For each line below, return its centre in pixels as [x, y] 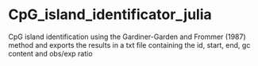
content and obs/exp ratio [50, 53]
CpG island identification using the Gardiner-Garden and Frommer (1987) [127, 37]
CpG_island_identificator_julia [110, 15]
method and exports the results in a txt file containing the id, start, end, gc [129, 45]
